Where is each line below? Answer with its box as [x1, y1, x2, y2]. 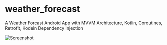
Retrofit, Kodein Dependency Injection [5, 25, 83, 31]
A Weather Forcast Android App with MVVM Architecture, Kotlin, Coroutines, [5, 20, 163, 26]
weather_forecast [5, 3, 80, 15]
